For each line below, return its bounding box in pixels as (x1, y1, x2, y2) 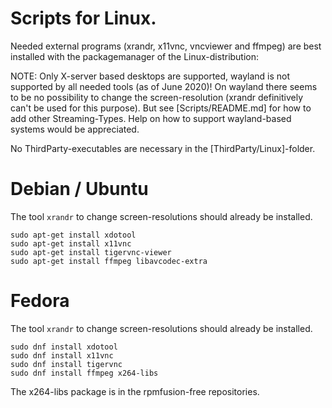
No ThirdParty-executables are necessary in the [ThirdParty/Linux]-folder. (10, 142, 316, 154)
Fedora (10, 290, 70, 312)
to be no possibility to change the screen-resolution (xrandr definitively (10, 91, 304, 103)
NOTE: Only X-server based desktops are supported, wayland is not (10, 70, 291, 82)
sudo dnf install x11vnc (10, 350, 114, 361)
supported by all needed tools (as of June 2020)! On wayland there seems (10, 80, 318, 92)
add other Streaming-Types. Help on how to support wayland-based (10, 112, 292, 124)
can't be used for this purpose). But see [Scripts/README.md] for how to (10, 102, 312, 114)
